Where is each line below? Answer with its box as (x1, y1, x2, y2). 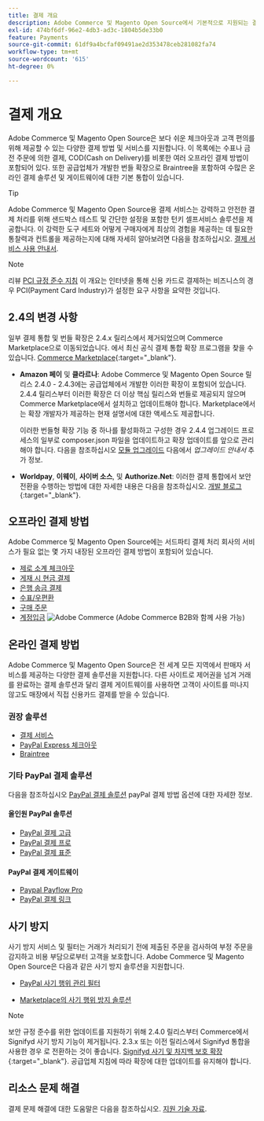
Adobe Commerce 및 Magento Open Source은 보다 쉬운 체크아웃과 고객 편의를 (8, 133, 255, 142)
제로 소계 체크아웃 (19, 563, 75, 573)
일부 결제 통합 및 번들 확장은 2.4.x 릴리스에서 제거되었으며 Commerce (8, 333, 224, 343)
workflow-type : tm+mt (8, 48, 79, 56)
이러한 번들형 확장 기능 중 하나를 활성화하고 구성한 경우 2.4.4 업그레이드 (19, 425, 240, 434)
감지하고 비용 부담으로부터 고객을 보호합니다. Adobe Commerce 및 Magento (8, 951, 245, 961)
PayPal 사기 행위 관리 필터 (19, 978, 101, 987)
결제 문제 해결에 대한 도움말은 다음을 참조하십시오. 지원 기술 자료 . (8, 1104, 207, 1113)
